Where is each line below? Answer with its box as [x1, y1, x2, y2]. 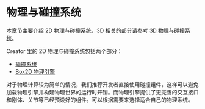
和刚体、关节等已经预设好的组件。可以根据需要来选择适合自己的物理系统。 [6, 96, 193, 104]
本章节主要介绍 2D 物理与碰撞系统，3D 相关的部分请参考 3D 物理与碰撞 [6, 27, 185, 34]
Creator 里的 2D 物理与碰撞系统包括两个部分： [6, 47, 123, 55]
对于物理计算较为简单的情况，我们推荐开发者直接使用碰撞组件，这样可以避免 [6, 80, 199, 88]
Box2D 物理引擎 [15, 68, 56, 75]
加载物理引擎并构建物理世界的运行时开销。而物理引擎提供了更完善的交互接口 [6, 88, 199, 96]
